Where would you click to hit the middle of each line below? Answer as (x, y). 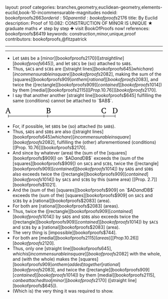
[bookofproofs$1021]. (34, 185)
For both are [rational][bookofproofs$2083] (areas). (66, 206)
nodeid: (109, 12)
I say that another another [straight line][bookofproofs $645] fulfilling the (87, 95)
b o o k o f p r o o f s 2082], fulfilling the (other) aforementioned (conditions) (85, 142)
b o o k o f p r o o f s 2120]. (34, 243)
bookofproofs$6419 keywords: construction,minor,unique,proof (70, 34)
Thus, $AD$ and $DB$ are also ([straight (52, 131)
